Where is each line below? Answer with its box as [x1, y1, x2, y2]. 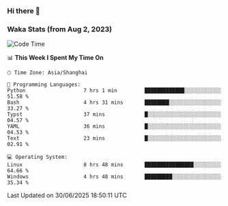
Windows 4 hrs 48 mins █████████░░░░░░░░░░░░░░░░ [7, 173, 222, 180]
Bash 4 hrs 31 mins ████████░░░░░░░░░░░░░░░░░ [7, 99, 222, 106]
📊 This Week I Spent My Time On [7, 54, 104, 62]
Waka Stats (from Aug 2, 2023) [7, 24, 113, 33]
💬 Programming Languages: [7, 81, 81, 88]
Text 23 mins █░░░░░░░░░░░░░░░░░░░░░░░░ [7, 135, 222, 142]
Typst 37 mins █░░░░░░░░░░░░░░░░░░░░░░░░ [7, 111, 222, 118]
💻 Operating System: [7, 153, 68, 161]
